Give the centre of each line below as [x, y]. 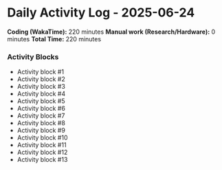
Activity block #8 [41, 123]
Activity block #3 [41, 87]
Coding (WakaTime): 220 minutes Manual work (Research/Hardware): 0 [111, 32]
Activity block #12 [42, 152]
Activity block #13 [42, 160]
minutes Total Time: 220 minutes [54, 39]
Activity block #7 [41, 116]
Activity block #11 [42, 145]
